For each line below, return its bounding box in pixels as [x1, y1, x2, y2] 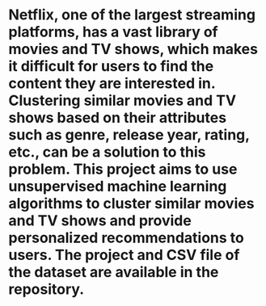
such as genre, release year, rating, [8, 126, 250, 145]
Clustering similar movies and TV [8, 91, 237, 110]
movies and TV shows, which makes [8, 40, 259, 58]
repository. [8, 280, 85, 299]
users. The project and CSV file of [8, 246, 240, 264]
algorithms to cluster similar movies [8, 195, 255, 213]
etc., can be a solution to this [8, 143, 206, 161]
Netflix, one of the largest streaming [8, 6, 256, 24]
